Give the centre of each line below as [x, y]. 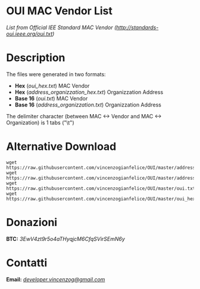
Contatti [27, 263]
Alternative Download [61, 147]
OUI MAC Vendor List [60, 11]
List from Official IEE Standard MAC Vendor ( [61, 27]
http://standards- [137, 27]
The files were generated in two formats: [56, 74]
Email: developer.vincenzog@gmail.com [56, 279]
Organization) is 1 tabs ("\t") [40, 122]
